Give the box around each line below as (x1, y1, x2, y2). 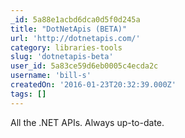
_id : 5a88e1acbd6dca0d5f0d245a (10, 14, 141, 25)
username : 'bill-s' (10, 71, 92, 81)
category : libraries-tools (10, 42, 123, 53)
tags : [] (10, 89, 47, 99)
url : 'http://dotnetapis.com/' (10, 33, 141, 43)
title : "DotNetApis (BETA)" (10, 24, 128, 34)
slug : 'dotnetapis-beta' (10, 52, 114, 62)
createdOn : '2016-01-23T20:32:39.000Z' (10, 80, 177, 90)
